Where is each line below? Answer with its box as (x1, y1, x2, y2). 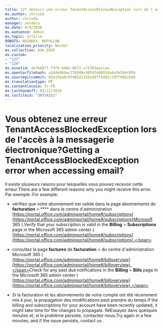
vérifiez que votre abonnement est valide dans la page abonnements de (12, 201, 156, 207)
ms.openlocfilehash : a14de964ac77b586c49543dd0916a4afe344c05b (5, 70, 136, 75)
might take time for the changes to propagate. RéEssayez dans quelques (12, 308, 158, 313)
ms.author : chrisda (5, 12, 45, 16)
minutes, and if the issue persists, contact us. (12, 318, 103, 324)
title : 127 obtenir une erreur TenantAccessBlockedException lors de (5, 7, 149, 12)
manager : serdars (5, 20, 40, 26)
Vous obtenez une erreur (5, 114, 108, 125)
